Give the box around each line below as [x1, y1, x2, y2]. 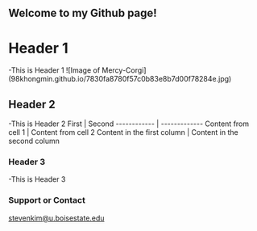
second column [8, 136, 60, 146]
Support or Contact [8, 195, 86, 206]
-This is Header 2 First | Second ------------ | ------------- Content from [8, 119, 250, 128]
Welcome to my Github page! [8, 6, 157, 20]
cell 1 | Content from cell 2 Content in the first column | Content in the [8, 128, 239, 137]
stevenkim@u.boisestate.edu [8, 213, 105, 223]
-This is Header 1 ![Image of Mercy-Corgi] [8, 65, 147, 75]
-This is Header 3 [8, 174, 66, 184]
